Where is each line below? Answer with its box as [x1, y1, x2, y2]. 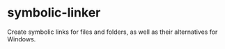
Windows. [7, 35, 36, 43]
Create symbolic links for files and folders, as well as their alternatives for [7, 28, 218, 36]
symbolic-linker [7, 5, 101, 21]
